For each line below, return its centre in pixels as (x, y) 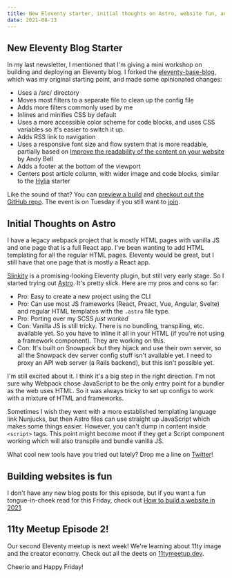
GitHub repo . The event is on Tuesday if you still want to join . (94, 202)
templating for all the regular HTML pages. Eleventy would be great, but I (110, 255)
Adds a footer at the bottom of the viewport (79, 166)
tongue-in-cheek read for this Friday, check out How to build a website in (111, 500)
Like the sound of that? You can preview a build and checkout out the (106, 195)
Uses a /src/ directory (48, 93)
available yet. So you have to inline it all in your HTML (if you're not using (120, 334)
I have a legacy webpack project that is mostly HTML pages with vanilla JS (113, 240)
